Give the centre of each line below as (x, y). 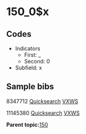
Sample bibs (30, 87)
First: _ (32, 55)
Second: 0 (37, 61)
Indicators (28, 48)
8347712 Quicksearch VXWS (42, 101)
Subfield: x (28, 68)
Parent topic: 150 (27, 124)
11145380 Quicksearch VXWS (43, 113)
